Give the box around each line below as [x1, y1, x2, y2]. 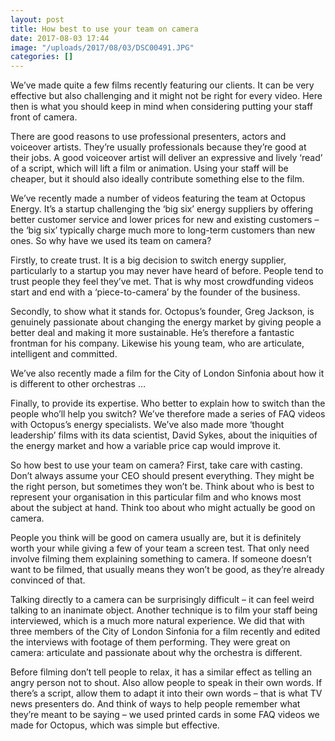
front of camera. [10, 111, 78, 123]
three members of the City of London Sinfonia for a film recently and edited [10, 626, 321, 638]
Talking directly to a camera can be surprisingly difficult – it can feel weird [10, 594, 315, 606]
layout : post [10, 14, 65, 25]
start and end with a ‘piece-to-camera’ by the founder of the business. [10, 286, 301, 298]
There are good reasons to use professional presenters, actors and [10, 131, 287, 143]
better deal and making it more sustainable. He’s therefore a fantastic [10, 327, 295, 339]
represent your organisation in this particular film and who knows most [10, 491, 302, 503]
